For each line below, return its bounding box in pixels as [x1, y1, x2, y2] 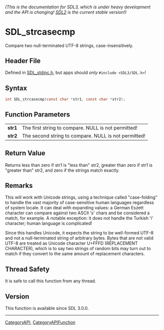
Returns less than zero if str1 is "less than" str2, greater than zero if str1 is [5, 162, 153, 168]
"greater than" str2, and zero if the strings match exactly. [5, 167, 120, 173]
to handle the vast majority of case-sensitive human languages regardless [5, 200, 154, 205]
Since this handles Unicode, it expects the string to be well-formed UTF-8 [5, 230, 154, 236]
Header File [5, 56, 41, 65]
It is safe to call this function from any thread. [5, 278, 96, 284]
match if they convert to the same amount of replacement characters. [5, 251, 145, 257]
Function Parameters [5, 110, 70, 119]
